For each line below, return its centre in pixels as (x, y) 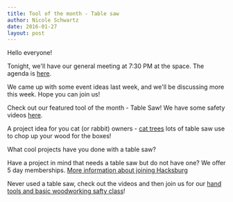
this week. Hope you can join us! (54, 94)
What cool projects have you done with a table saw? (81, 149)
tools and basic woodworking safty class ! (67, 191)
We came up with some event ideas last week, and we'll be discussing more (116, 87)
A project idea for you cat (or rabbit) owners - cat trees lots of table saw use (116, 128)
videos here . (25, 115)
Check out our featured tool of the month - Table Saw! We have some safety (116, 108)
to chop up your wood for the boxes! (59, 136)
